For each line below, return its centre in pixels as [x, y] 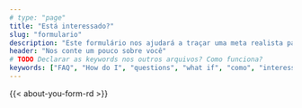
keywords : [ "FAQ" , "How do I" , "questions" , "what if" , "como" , [132, 68]
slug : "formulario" [46, 34]
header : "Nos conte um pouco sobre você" [88, 51]
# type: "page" [38, 18]
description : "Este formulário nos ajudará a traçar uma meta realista [146, 43]
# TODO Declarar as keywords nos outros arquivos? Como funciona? [136, 59]
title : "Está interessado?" [62, 26]
